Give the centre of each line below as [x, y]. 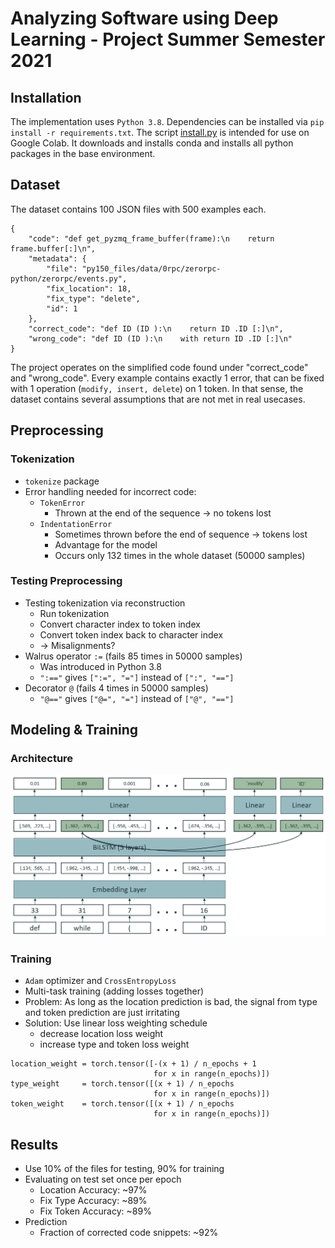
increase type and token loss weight [114, 1044]
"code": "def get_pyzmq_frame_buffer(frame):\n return [151, 238]
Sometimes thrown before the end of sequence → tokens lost [181, 534]
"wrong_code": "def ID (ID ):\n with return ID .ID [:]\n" [160, 338]
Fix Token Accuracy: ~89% [95, 1211]
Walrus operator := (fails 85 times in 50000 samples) [133, 656]
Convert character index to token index [120, 624]
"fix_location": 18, [89, 288]
